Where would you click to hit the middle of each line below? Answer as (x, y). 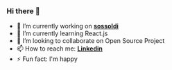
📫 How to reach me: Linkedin (60, 49)
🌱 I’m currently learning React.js (62, 33)
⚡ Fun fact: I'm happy (47, 59)
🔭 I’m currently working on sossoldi (67, 26)
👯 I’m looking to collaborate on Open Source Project (91, 41)
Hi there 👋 (24, 11)
